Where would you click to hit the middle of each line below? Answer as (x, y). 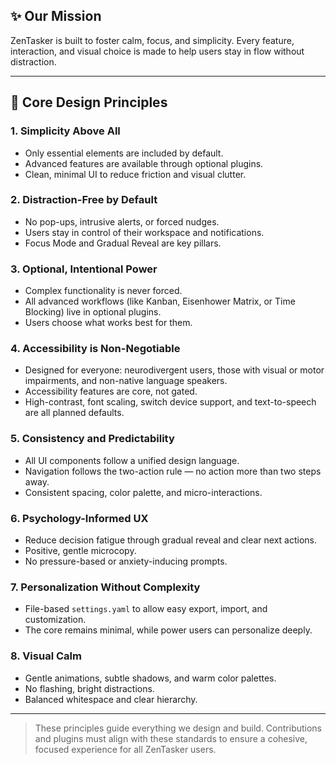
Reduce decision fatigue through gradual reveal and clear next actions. (170, 540)
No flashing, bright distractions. (89, 688)
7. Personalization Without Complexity (105, 587)
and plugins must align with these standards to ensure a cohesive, (171, 738)
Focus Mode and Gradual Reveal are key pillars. (123, 243)
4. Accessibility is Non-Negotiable (95, 349)
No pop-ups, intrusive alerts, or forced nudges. (122, 221)
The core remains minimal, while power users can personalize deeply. (168, 630)
